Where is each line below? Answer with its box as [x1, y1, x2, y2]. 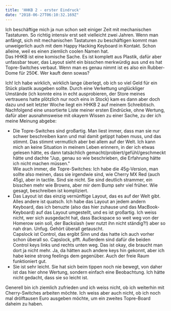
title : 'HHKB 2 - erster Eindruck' [5, 7, 81, 13]
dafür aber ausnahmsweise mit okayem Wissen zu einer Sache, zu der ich [5, 112, 161, 118]
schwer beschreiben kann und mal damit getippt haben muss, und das [12, 133, 161, 139]
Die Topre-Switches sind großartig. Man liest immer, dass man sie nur [12, 127, 160, 134]
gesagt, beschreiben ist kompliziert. [12, 187, 89, 193]
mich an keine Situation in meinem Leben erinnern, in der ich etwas [12, 144, 155, 150]
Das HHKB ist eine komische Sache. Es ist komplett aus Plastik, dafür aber [5, 53, 162, 59]
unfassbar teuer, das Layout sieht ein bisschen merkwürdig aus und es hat [5, 59, 162, 65]
